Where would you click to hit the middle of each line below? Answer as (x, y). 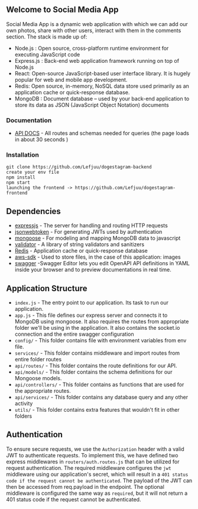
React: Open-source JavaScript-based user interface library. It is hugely (103, 73)
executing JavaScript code (47, 54)
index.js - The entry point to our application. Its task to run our (92, 303)
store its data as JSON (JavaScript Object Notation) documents (92, 105)
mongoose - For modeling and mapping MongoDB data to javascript (98, 238)
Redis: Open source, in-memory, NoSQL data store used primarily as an (102, 86)
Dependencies (33, 211)
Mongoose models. (38, 378)
